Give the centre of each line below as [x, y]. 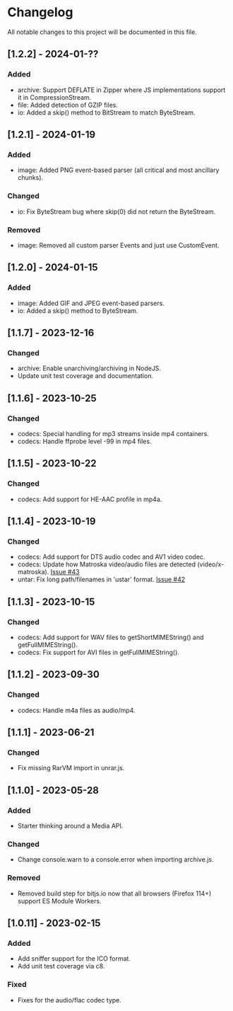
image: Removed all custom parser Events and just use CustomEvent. [118, 245]
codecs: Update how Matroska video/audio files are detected [107, 564]
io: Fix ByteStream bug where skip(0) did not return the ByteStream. [116, 211]
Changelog [40, 12]
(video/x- [211, 564]
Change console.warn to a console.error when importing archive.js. [115, 859]
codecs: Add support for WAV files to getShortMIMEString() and [110, 637]
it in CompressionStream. [54, 97]
